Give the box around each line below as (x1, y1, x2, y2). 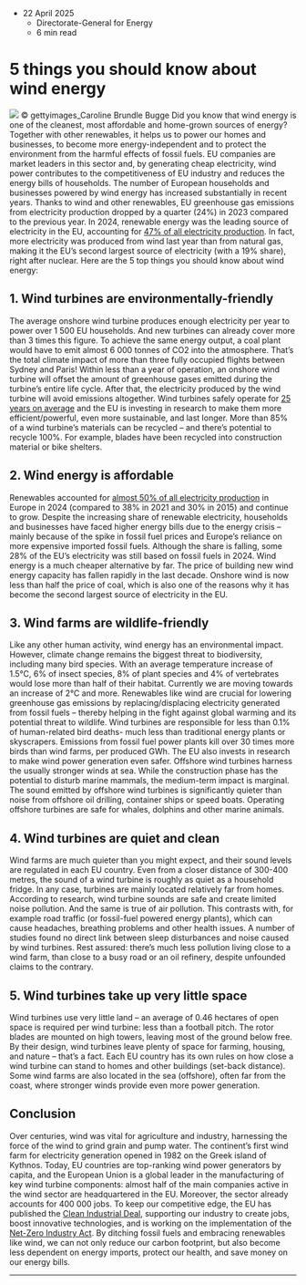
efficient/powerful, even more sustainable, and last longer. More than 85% (9, 412, 289, 423)
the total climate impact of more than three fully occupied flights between (9, 354, 285, 365)
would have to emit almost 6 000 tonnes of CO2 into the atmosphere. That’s (9, 344, 294, 355)
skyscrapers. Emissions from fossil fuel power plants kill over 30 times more (9, 736, 295, 747)
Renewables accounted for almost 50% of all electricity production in (9, 492, 270, 503)
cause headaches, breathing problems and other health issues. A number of (9, 923, 295, 934)
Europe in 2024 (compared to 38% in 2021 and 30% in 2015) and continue (9, 502, 289, 513)
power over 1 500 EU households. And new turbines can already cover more (9, 325, 296, 336)
